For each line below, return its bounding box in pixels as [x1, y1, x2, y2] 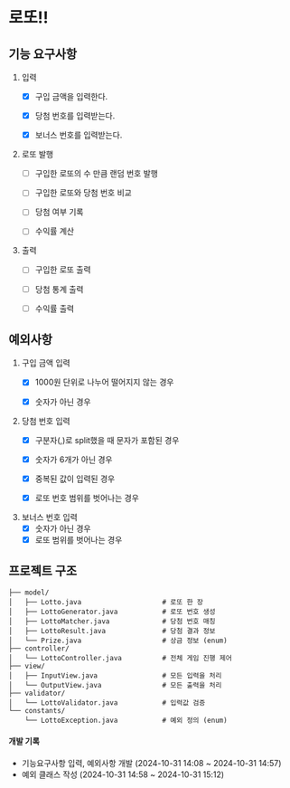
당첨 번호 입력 [21, 415, 70, 426]
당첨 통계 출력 [34, 283, 84, 294]
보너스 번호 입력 [21, 511, 78, 522]
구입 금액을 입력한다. [34, 91, 108, 101]
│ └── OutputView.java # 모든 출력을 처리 [8, 680, 222, 689]
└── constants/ [8, 706, 66, 715]
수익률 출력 [34, 303, 74, 314]
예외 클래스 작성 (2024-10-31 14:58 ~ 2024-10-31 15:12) [21, 769, 225, 780]
